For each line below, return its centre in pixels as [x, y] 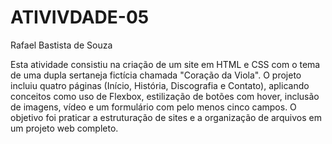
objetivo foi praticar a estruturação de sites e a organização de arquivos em [166, 117]
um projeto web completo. [64, 128]
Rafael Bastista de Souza [61, 45]
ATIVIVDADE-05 [80, 17]
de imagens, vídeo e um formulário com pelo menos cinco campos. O [153, 107]
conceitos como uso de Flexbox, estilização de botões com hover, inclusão [165, 96]
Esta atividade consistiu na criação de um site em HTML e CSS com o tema [165, 64]
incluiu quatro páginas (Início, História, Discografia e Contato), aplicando [160, 85]
